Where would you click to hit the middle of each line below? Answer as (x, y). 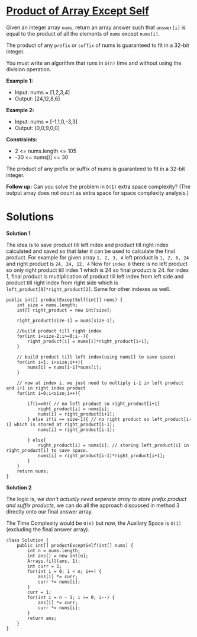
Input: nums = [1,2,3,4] (42, 92)
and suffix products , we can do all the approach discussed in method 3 (93, 505)
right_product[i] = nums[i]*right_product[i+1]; (88, 341)
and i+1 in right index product (46, 388)
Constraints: (22, 139)
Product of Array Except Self (78, 11)
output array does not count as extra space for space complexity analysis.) (98, 193)
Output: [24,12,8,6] (37, 99)
